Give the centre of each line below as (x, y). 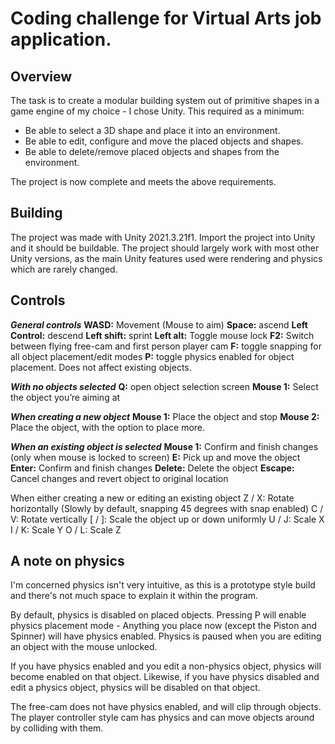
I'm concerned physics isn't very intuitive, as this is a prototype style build (163, 585)
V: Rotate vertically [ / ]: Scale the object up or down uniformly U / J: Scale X (167, 519)
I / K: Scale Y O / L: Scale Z (66, 529)
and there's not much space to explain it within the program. (134, 596)
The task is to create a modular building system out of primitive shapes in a (165, 100)
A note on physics (67, 561)
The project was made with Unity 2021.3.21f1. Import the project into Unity (163, 237)
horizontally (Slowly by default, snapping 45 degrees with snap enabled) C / (167, 508)
